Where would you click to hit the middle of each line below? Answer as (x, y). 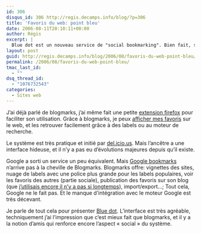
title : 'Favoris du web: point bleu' (53, 23)
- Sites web (27, 95)
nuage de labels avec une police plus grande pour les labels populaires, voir (100, 174)
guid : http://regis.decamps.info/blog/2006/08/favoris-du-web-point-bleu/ (101, 56)
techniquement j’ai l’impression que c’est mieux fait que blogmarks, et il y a (98, 217)
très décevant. (24, 199)
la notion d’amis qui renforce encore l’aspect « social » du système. (89, 223)
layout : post (22, 51)
